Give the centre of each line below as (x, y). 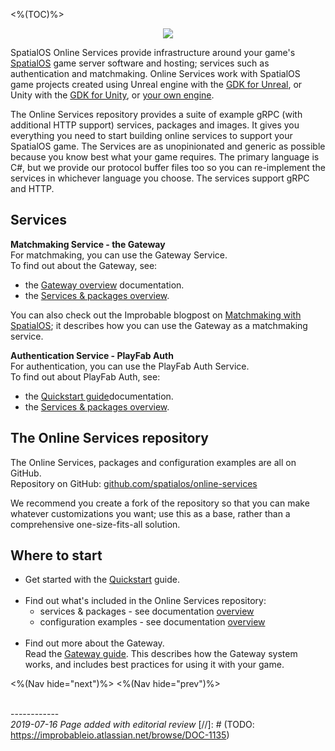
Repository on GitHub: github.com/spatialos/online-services (134, 483)
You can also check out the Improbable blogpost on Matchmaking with (156, 315)
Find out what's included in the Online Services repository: (145, 601)
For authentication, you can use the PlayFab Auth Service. (130, 366)
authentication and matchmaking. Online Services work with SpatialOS (155, 73)
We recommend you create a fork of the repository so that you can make (160, 503)
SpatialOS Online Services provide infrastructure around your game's (153, 52)
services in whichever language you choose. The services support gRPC (160, 178)
